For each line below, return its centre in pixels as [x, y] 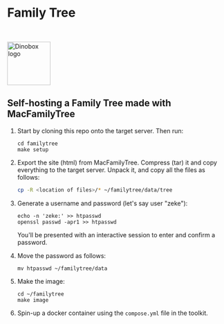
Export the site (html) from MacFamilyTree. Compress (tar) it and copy [117, 162]
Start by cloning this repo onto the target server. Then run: [100, 130]
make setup [33, 150]
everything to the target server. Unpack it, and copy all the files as [111, 170]
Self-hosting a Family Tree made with [89, 103]
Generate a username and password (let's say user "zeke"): [102, 203]
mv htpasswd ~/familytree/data [62, 268]
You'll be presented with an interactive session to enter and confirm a [116, 235]
